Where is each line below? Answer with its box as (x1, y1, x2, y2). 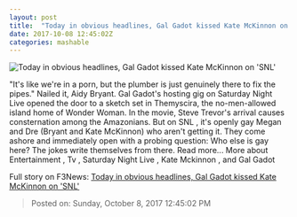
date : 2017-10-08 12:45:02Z (9, 29, 114, 38)
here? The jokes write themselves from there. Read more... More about (9, 145, 269, 156)
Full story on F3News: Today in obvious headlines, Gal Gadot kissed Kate (9, 172, 277, 182)
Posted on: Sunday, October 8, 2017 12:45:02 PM (30, 198, 212, 209)
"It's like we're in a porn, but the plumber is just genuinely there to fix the (9, 79, 276, 89)
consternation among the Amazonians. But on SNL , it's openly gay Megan (9, 117, 282, 128)
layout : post (9, 12, 58, 22)
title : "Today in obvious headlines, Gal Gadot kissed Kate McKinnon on (9, 21, 289, 30)
